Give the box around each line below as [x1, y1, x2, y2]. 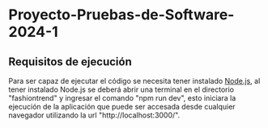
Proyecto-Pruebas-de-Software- [8, 6, 235, 24]
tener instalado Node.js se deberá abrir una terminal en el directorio [8, 85, 235, 94]
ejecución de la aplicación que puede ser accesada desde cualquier [8, 102, 236, 111]
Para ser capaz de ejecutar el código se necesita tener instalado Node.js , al [8, 76, 261, 85]
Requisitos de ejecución [8, 55, 132, 68]
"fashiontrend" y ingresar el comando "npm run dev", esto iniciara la [8, 93, 236, 102]
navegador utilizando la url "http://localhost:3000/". [8, 110, 181, 120]
